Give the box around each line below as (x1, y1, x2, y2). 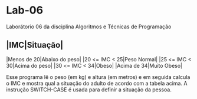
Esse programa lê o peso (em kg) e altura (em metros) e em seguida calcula (6, 73, 191, 80)
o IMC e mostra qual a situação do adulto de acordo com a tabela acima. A (6, 80, 188, 87)
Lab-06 (6, 4, 43, 17)
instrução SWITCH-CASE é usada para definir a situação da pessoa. (6, 86, 172, 93)
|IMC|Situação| (6, 40, 64, 50)
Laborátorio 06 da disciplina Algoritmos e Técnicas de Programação (6, 23, 172, 30)
